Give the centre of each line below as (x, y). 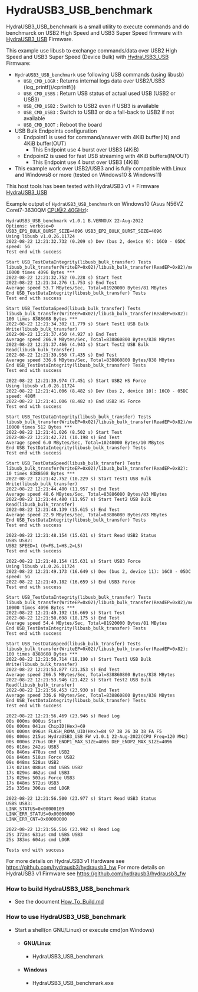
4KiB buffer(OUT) (45, 143)
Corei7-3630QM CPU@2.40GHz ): (47, 210)
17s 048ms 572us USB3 (33, 783)
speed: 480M (21, 396)
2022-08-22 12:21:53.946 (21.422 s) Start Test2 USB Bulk (79, 680)
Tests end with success (35, 850)
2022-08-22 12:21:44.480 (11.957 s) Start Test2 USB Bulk (79, 499)
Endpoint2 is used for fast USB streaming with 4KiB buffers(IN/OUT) (106, 156)
